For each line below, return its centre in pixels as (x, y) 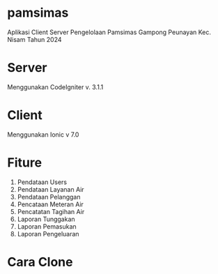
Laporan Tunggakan (46, 219)
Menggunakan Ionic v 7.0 (43, 135)
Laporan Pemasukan (47, 226)
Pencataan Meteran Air (50, 204)
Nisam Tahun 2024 (34, 39)
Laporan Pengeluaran (48, 234)
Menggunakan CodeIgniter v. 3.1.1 (55, 87)
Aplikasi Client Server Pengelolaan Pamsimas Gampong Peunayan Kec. (109, 32)
